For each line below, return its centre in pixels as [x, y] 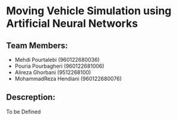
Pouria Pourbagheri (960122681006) [59, 66]
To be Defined [23, 112]
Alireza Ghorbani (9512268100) [53, 72]
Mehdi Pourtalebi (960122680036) [57, 60]
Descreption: [31, 97]
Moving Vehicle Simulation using [89, 11]
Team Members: [37, 45]
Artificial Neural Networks [72, 23]
